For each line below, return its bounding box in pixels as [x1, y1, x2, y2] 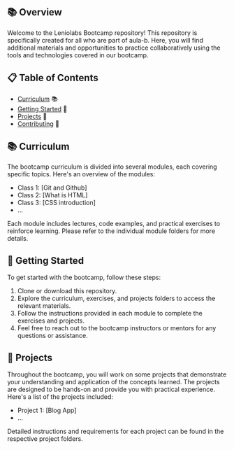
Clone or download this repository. [17, 287, 117, 295]
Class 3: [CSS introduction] [17, 199, 96, 207]
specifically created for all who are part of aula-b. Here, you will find [7, 36, 204, 44]
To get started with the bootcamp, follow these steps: [7, 273, 161, 282]
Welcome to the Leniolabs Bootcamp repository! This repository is [7, 28, 198, 37]
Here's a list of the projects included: [7, 393, 114, 401]
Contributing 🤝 [17, 119, 59, 128]
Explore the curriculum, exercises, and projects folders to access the [17, 294, 216, 303]
